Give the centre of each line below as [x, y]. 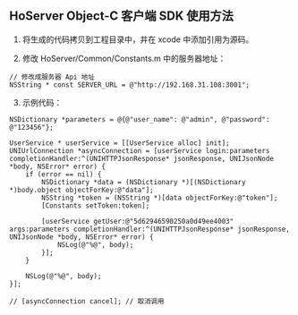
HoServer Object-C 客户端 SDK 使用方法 [122, 16]
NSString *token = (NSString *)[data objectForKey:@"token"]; [160, 198]
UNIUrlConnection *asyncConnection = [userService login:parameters [140, 150]
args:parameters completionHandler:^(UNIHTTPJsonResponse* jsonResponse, [150, 229]
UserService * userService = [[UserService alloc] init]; [119, 143]
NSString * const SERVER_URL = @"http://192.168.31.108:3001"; [130, 85]
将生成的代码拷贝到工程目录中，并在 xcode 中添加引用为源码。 [138, 39]
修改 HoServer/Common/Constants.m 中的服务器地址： [124, 58]
